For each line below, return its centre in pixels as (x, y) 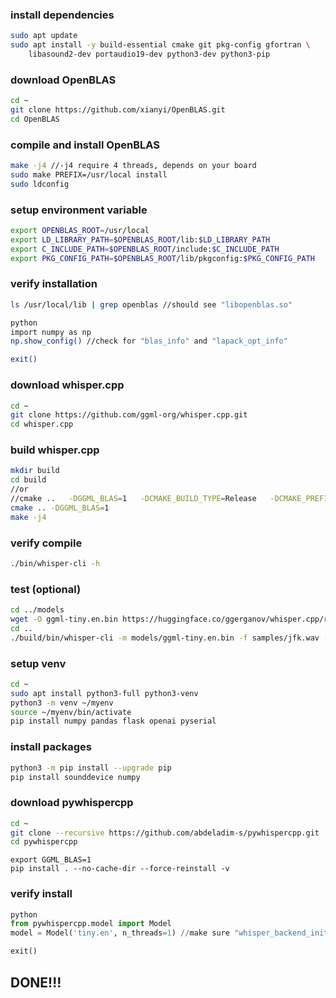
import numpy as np (51, 332)
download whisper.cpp (67, 385)
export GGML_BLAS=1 (51, 860)
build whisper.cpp (55, 450)
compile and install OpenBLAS (85, 145)
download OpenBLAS (63, 80)
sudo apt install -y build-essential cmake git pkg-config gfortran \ (160, 45)
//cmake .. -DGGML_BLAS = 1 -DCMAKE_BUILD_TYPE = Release (133, 499)
